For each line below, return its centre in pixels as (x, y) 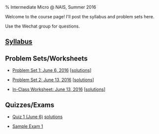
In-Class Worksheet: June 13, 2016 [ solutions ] (59, 89)
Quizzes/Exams (30, 105)
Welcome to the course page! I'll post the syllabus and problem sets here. (80, 17)
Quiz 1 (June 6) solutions (37, 117)
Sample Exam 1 (28, 126)
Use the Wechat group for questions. (43, 26)
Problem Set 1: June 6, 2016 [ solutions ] (52, 70)
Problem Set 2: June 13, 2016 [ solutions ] (53, 80)
